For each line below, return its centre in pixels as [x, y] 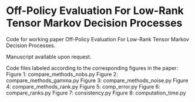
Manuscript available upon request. [49, 57]
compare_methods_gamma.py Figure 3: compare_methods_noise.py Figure [97, 80]
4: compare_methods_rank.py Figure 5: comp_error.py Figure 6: [83, 86]
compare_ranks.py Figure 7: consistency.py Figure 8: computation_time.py [96, 93]
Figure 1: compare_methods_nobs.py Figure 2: [62, 74]
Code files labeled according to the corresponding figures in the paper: [92, 68]
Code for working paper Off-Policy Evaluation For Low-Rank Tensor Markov [98, 39]
